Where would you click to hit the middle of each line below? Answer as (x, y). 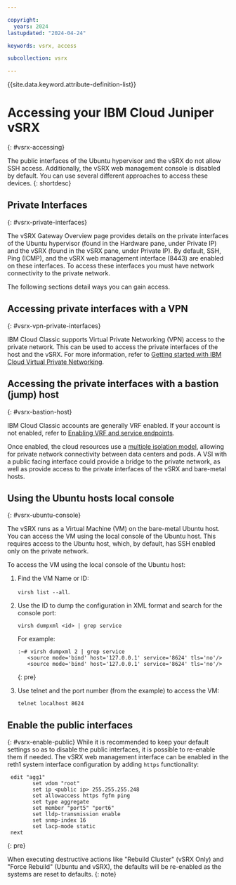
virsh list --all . (44, 592)
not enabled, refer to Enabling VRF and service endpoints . (91, 433)
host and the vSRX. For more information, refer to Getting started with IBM (114, 354)
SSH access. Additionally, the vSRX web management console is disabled (114, 169)
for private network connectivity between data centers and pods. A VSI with (117, 454)
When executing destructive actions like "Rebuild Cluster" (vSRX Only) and (116, 859)
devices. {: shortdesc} (39, 183)
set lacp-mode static (64, 827)
